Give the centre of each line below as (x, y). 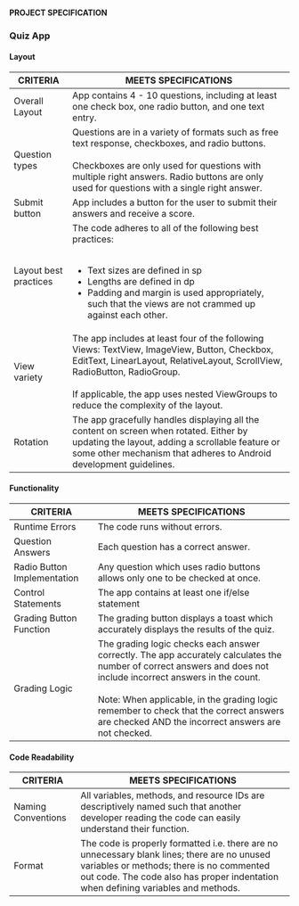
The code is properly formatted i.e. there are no (179, 844)
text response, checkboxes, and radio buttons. (169, 143)
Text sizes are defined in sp (145, 270)
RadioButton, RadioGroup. (126, 372)
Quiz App (30, 36)
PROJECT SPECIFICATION (58, 12)
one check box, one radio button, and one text (169, 106)
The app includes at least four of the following (168, 338)
